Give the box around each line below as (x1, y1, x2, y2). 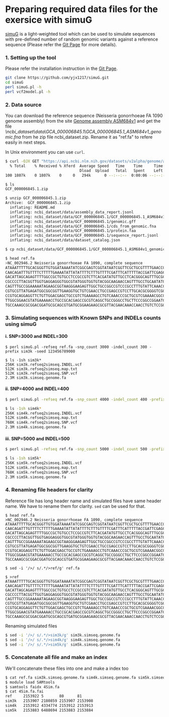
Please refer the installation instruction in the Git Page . (5, 65, 118, 71)
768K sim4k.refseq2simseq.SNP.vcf (5, 420, 78, 425)
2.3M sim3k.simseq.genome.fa (5, 375, 66, 380)
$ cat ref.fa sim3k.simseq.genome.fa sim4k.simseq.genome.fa (5, 675, 136, 680)
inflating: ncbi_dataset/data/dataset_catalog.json (10, 238, 121, 243)
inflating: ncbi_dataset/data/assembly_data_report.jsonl (10, 210, 134, 215)
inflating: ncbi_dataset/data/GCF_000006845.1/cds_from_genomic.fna (10, 224, 156, 229)
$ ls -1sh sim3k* (5, 357, 42, 363)
